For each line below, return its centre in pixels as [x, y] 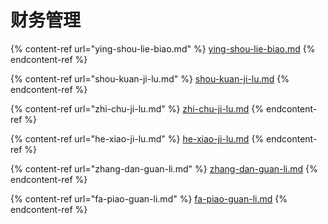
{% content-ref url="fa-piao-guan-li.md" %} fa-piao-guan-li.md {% [149, 198]
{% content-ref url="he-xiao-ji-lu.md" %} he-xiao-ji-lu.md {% [137, 138]
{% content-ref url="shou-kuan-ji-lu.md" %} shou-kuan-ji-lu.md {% [150, 78]
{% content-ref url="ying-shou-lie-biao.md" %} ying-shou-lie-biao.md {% [163, 48]
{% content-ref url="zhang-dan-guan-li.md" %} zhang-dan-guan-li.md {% [164, 168]
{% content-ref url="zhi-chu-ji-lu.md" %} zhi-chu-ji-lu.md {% [137, 108]
